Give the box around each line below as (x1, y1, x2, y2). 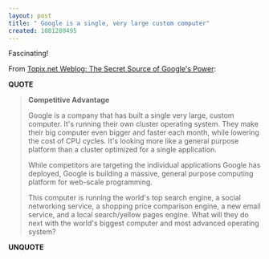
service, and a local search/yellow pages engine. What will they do (27, 210, 249, 220)
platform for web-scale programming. (27, 177, 153, 187)
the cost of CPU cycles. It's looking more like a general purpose (27, 136, 239, 146)
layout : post (8, 11, 52, 20)
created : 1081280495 (8, 26, 78, 34)
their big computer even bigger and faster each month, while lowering (27, 127, 259, 137)
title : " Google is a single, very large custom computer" (8, 19, 210, 27)
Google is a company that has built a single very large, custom (27, 111, 234, 120)
